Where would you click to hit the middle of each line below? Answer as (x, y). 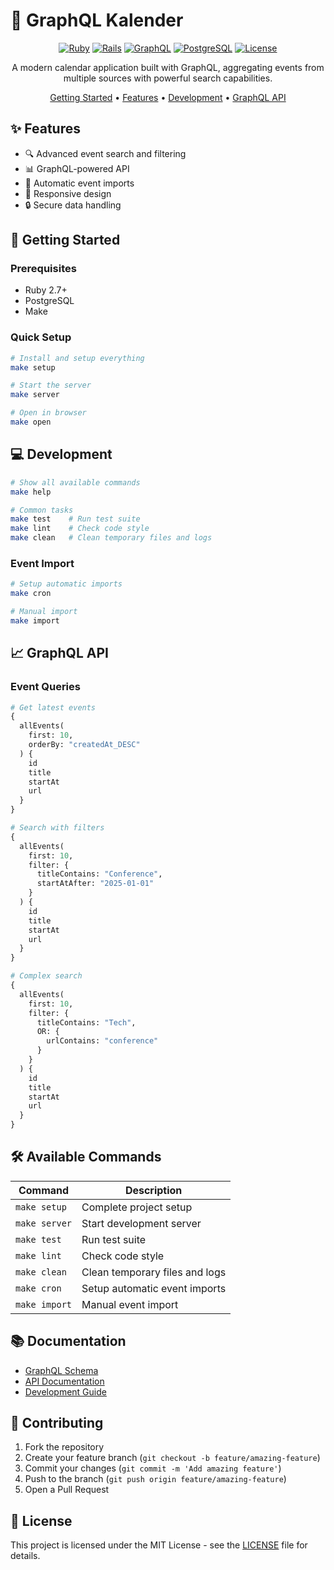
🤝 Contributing (57, 1423)
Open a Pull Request (67, 1490)
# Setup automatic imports (66, 584)
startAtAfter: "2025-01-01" (95, 884)
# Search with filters (57, 828)
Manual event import (130, 1304)
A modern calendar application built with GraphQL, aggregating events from (168, 67)
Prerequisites (43, 269)
